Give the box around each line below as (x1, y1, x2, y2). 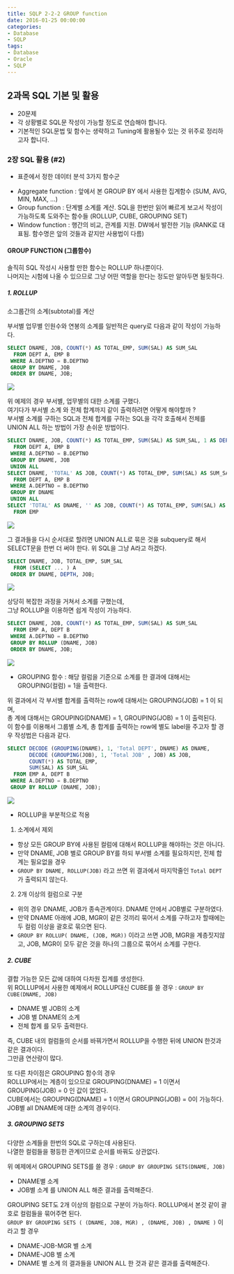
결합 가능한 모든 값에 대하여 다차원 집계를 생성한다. (7, 975, 145, 983)
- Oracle (7, 56, 33, 63)
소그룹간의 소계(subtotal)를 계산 (7, 306, 95, 315)
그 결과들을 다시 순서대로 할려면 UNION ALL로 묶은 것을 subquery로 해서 (7, 535, 207, 543)
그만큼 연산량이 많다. (7, 1053, 63, 1062)
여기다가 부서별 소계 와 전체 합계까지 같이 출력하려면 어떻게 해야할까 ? (7, 406, 196, 414)
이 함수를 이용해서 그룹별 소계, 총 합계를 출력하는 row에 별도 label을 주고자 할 (7, 722, 217, 730)
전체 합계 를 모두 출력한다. (17, 1021, 88, 1030)
